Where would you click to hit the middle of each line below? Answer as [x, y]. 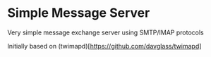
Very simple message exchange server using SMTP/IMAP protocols [106, 32]
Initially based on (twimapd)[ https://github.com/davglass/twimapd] [104, 46]
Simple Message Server [79, 13]
